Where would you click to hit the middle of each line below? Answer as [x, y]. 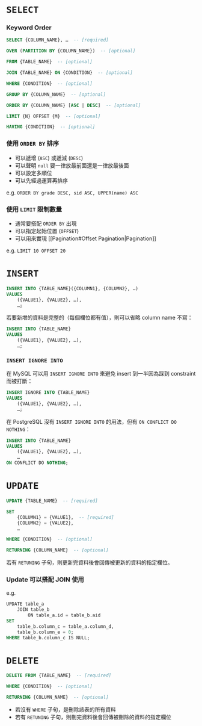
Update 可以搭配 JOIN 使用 [45, 580]
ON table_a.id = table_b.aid [64, 615]
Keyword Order [29, 28]
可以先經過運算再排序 [41, 180]
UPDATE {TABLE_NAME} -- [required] [52, 501]
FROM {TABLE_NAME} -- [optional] [50, 62]
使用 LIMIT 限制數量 [34, 209]
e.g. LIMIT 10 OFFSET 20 [36, 250]
